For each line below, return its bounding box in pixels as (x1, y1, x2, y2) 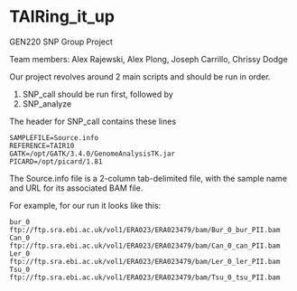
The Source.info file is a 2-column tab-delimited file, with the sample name (9, 173, 287, 183)
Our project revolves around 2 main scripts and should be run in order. (9, 70, 271, 82)
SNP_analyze (22, 98, 72, 109)
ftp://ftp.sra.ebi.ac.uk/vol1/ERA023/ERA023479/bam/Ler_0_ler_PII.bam (9, 257, 281, 266)
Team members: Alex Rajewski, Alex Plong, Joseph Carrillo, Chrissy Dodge (9, 53, 288, 64)
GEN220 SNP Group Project (9, 36, 113, 47)
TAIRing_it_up (9, 6, 116, 27)
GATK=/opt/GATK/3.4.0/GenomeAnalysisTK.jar (9, 149, 176, 158)
